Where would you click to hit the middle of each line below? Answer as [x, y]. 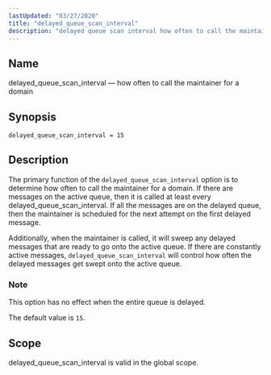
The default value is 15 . [47, 318]
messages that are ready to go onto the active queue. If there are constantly [135, 246]
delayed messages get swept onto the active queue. [95, 264]
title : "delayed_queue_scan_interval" [73, 23]
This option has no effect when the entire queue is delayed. [107, 302]
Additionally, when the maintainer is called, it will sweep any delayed [122, 238]
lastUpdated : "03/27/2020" [54, 16]
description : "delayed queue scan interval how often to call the [122, 31]
